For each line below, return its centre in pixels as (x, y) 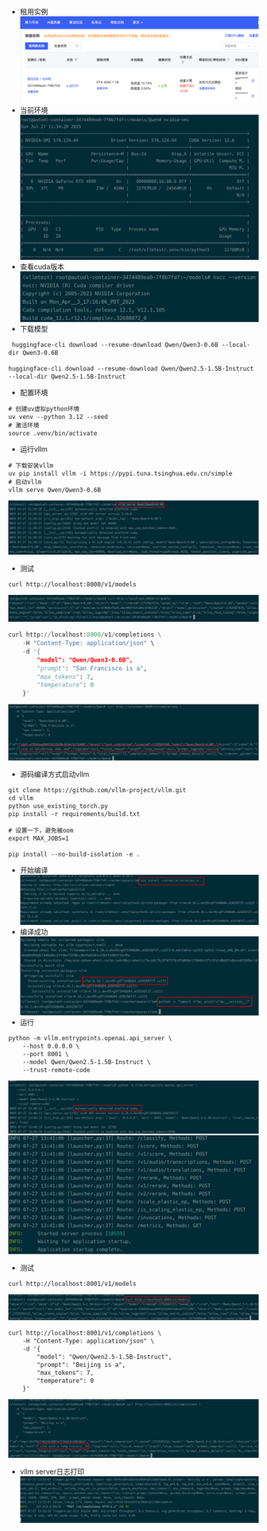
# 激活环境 (24, 425)
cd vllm (21, 798)
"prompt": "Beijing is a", (81, 1365)
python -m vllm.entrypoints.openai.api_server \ (90, 1038)
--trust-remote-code (56, 1070)
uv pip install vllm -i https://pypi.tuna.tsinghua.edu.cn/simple (120, 474)
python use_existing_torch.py (58, 806)
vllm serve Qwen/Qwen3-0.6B (55, 490)
